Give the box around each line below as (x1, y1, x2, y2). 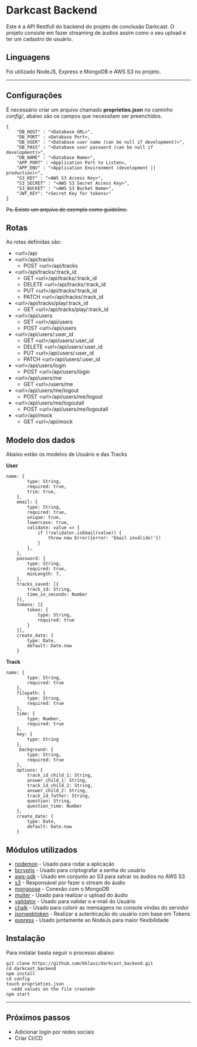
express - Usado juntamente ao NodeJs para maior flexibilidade (14, 917, 169, 923)
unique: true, (27, 515, 62, 521)
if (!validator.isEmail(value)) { (37, 530, 122, 536)
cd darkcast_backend (6, 965, 57, 971)
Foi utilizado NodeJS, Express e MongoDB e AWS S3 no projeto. (6, 68, 161, 75)
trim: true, (27, 489, 57, 495)
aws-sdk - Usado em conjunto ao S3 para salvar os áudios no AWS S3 (14, 873, 185, 880)
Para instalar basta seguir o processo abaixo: (6, 949, 116, 956)
